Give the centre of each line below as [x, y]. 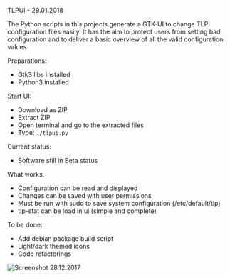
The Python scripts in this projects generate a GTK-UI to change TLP [108, 24]
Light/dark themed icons [54, 246]
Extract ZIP [34, 118]
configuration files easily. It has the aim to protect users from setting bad [114, 32]
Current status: [30, 147]
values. [18, 47]
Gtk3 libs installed [44, 75]
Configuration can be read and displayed [78, 188]
